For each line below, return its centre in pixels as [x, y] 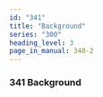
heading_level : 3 [42, 43]
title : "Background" [48, 26]
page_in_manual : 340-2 [51, 51]
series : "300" [36, 34]
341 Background [46, 83]
